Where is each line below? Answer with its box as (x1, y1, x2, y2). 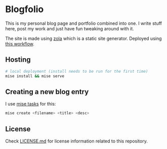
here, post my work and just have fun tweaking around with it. (5, 25, 134, 31)
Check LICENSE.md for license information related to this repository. (5, 138, 148, 144)
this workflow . (5, 40, 34, 46)
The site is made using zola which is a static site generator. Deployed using (5, 35, 162, 41)
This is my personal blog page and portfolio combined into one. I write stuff (5, 20, 162, 26)
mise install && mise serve (5, 73, 65, 79)
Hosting (5, 56, 31, 64)
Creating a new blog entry (5, 87, 89, 96)
